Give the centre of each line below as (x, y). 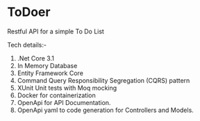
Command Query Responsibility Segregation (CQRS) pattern (103, 80)
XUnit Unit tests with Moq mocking (67, 88)
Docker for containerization (56, 95)
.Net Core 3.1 (35, 58)
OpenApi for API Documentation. (64, 102)
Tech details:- (27, 45)
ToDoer (29, 12)
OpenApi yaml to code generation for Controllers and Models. (106, 110)
